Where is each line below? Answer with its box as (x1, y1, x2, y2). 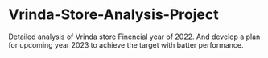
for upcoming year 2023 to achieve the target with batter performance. (8, 40, 244, 49)
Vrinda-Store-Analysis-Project (8, 6, 219, 24)
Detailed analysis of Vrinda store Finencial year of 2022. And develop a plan (8, 32, 261, 41)
